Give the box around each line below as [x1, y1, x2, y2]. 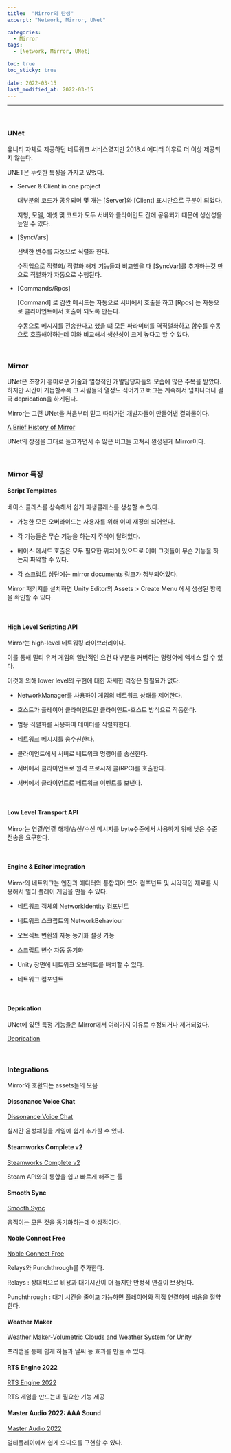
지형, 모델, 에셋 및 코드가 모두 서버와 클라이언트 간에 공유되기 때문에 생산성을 [16, 210, 223, 219]
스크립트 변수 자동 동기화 [16, 946, 84, 954]
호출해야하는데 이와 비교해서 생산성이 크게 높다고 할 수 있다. [30, 330, 190, 338]
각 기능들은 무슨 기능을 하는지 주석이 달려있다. [16, 532, 141, 540]
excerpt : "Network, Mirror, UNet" [7, 16, 107, 23]
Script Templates [7, 487, 57, 495]
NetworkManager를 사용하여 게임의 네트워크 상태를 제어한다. [16, 691, 183, 700]
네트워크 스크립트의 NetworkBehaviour [16, 916, 124, 924]
